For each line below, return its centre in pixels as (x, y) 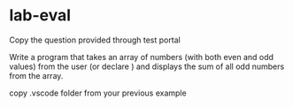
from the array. (36, 75)
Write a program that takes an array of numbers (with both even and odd (142, 57)
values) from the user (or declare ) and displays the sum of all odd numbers (147, 66)
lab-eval (40, 15)
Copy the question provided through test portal (95, 40)
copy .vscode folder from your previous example (98, 93)
